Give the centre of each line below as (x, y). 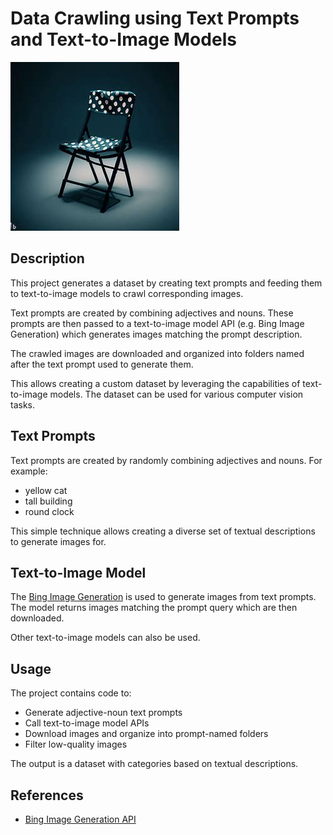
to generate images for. (58, 541)
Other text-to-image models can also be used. (105, 638)
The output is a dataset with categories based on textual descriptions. (154, 764)
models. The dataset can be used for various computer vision (176, 394)
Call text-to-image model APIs (87, 723)
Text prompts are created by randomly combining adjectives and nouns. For (166, 460)
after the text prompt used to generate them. (102, 364)
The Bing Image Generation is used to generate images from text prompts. (163, 597)
